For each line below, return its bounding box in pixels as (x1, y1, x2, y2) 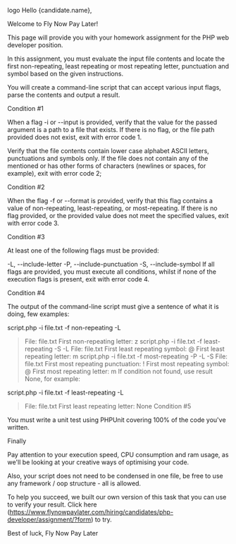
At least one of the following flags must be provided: (7, 246, 160, 255)
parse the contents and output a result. (7, 91, 120, 99)
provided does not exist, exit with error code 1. (7, 133, 142, 141)
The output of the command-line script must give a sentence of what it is (7, 303, 220, 310)
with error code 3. (7, 219, 60, 227)
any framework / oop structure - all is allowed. (7, 479, 142, 488)
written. (7, 423, 30, 431)
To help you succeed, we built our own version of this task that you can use (7, 493, 227, 501)
